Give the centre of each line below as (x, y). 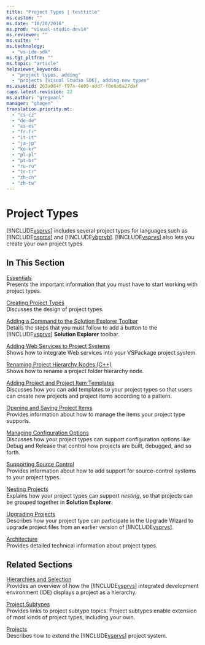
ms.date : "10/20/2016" (35, 23)
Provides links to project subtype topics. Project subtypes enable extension (102, 611)
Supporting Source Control (41, 464)
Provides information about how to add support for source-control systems (101, 471)
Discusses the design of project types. (55, 309)
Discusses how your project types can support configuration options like (98, 439)
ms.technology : (26, 47)
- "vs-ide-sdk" (31, 52)
